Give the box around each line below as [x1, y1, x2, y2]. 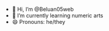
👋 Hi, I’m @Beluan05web [12, 6, 74, 13]
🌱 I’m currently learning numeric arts [12, 12, 104, 19]
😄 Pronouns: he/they [12, 18, 65, 25]
